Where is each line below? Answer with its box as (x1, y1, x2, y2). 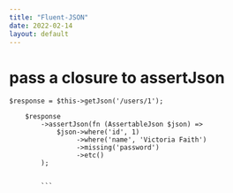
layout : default (9, 29, 69, 38)
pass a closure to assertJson (9, 67, 225, 88)
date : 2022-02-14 (9, 21, 73, 30)
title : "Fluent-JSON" (9, 12, 89, 22)
